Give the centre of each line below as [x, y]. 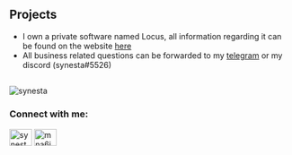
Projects [33, 15]
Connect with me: [49, 114]
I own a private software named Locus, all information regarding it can [152, 36]
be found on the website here [77, 46]
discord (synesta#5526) [67, 65]
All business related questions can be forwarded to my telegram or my [152, 55]
